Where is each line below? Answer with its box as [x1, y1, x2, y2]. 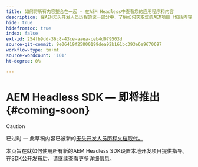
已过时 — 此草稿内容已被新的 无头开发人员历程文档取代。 [6, 135, 143, 142]
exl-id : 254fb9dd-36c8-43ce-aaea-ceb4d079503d [6, 36, 123, 42]
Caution [6, 123, 25, 130]
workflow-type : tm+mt [6, 47, 60, 53]
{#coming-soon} [6, 103, 90, 117]
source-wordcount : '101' [6, 53, 67, 58]
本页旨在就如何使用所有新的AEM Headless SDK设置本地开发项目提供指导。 [6, 148, 188, 155]
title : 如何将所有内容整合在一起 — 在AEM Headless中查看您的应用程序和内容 [6, 8, 174, 15]
